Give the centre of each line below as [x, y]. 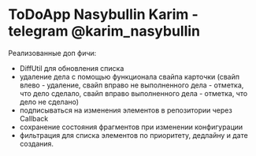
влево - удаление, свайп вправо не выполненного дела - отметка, [132, 85]
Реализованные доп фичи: [52, 53]
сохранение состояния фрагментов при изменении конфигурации [131, 127]
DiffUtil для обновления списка [72, 68]
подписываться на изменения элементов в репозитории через [126, 110]
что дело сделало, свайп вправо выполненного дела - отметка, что [134, 93]
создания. [36, 143]
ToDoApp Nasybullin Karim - [103, 15]
